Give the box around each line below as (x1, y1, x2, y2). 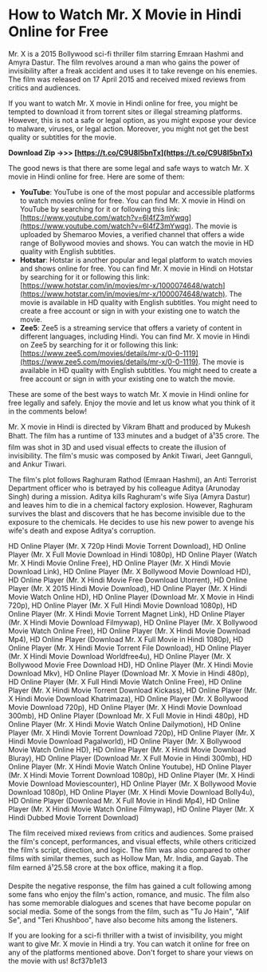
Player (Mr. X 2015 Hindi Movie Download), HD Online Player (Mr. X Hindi (8, 583, 247, 593)
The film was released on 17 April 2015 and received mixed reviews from (8, 74, 245, 84)
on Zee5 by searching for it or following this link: (19, 339, 179, 349)
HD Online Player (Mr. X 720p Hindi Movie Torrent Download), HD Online (8, 541, 246, 550)
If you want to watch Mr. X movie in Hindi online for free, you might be (8, 98, 238, 108)
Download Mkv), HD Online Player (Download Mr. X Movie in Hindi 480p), (8, 668, 249, 678)
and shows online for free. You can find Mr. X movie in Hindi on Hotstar (19, 264, 253, 273)
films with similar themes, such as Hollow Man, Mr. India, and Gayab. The (8, 853, 249, 863)
